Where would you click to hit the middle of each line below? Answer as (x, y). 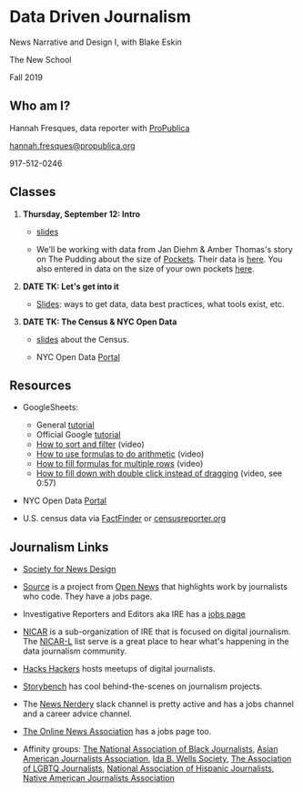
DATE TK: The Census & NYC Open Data (100, 322)
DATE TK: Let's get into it (71, 286)
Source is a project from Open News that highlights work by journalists (155, 587)
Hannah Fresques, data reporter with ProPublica (100, 128)
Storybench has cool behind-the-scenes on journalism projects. (142, 686)
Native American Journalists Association (98, 778)
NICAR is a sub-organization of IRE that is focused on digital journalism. (157, 632)
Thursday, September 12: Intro (81, 214)
